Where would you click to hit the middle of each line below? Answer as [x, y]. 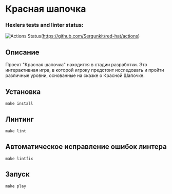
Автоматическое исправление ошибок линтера [86, 147]
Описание [22, 52]
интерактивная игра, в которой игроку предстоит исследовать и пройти [85, 70]
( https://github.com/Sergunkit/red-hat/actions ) [90, 36]
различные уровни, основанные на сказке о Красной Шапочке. [75, 75]
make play [16, 186]
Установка [23, 92]
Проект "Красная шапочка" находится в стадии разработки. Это [76, 65]
